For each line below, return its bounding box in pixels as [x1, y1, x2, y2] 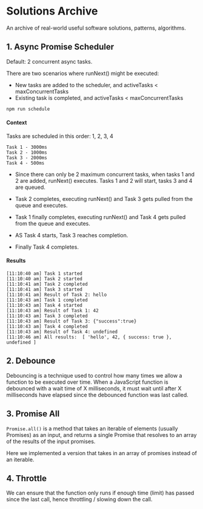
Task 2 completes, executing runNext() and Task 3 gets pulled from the [15, 195, 193, 202]
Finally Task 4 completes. [15, 243, 79, 251]
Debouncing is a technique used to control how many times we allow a [6, 372, 182, 379]
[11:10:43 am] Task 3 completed [6, 313, 88, 319]
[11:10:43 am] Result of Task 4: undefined [6, 329, 118, 335]
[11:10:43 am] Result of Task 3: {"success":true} [6, 318, 137, 324]
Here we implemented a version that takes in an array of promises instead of [6, 449, 197, 456]
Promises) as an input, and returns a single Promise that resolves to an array [6, 431, 197, 438]
